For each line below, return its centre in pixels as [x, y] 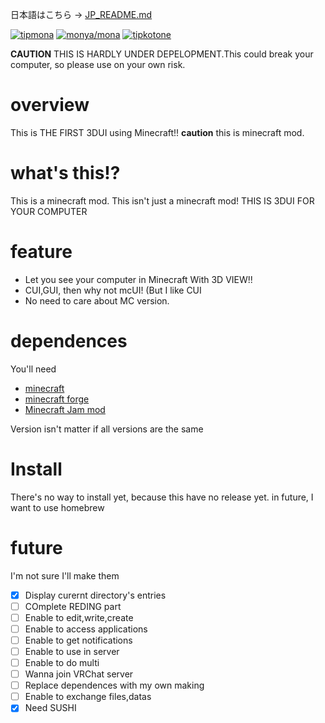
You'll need [33, 369]
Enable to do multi [62, 662]
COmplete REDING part [73, 606]
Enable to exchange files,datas [88, 697]
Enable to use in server [72, 651]
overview [50, 105]
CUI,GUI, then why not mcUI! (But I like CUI [113, 290]
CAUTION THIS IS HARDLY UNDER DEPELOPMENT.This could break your [162, 54]
